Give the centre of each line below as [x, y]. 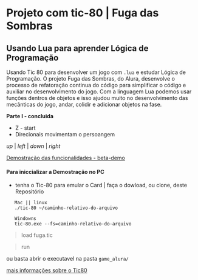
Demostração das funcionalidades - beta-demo [66, 158]
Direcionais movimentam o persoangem [65, 134]
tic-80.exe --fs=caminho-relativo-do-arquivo [73, 224]
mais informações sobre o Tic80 [47, 270]
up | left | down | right [33, 146]
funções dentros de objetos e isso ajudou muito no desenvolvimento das [97, 98]
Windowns [25, 219]
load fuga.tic [37, 235]
